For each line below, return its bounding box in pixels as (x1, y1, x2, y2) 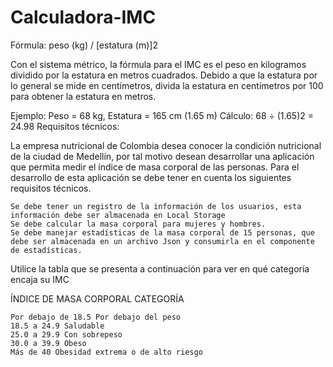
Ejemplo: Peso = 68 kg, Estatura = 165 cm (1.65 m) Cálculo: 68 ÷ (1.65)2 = (10, 109, 314, 121)
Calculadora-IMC (10, 6, 157, 29)
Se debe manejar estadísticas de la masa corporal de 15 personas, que (10, 227, 315, 238)
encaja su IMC (10, 273, 70, 285)
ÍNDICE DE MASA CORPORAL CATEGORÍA (10, 292, 185, 305)
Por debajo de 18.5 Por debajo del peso (10, 312, 182, 322)
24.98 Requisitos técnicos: (10, 120, 120, 132)
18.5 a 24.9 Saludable (10, 321, 105, 331)
